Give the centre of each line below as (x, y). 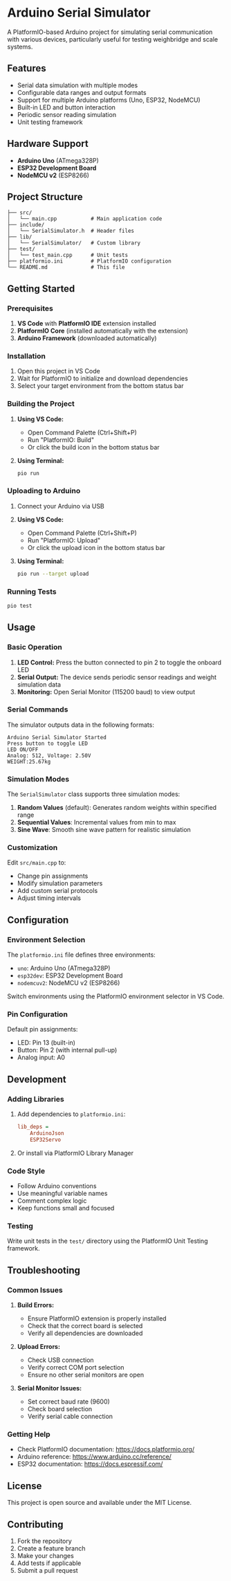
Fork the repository (45, 1541)
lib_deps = (33, 1127)
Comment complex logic (52, 1201)
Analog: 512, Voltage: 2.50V (49, 756)
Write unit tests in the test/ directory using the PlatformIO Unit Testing (108, 1241)
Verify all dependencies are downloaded (85, 1333)
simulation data (39, 684)
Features (27, 68)
